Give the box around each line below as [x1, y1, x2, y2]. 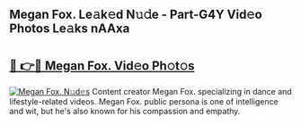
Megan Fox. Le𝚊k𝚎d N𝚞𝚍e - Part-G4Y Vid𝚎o [9, 7, 262, 22]
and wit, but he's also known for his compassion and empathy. [9, 106, 241, 116]
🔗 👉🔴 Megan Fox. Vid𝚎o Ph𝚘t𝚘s [9, 58, 195, 73]
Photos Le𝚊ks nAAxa [9, 21, 130, 37]
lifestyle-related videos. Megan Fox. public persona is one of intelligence [9, 96, 279, 106]
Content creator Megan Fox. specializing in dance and [92, 87, 292, 96]
